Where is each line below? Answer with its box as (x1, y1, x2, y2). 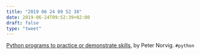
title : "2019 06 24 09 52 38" (6, 8, 83, 15)
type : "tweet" (6, 25, 42, 32)
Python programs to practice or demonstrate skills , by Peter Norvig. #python (6, 42, 195, 49)
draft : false (6, 20, 39, 26)
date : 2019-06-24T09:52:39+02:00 (6, 14, 90, 20)
